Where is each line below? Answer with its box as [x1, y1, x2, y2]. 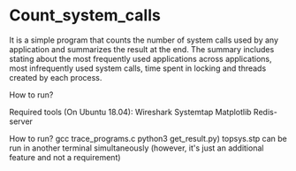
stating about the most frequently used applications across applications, [9, 53, 272, 64]
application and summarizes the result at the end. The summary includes [9, 43, 275, 54]
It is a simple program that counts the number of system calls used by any [9, 35, 279, 45]
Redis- [253, 106, 278, 117]
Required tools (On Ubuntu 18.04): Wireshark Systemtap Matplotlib [9, 106, 252, 117]
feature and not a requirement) [9, 152, 121, 162]
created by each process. [9, 72, 102, 82]
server [9, 116, 34, 127]
